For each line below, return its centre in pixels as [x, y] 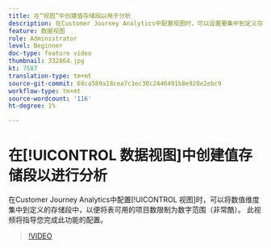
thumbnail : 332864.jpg [46, 61]
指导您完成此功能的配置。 [65, 220]
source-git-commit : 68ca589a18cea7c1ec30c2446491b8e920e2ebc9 [115, 83]
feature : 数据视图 [37, 31]
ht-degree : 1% [32, 106]
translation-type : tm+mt [50, 76]
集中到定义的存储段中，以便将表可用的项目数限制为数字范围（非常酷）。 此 [131, 210]
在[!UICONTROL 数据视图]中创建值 [123, 156]
